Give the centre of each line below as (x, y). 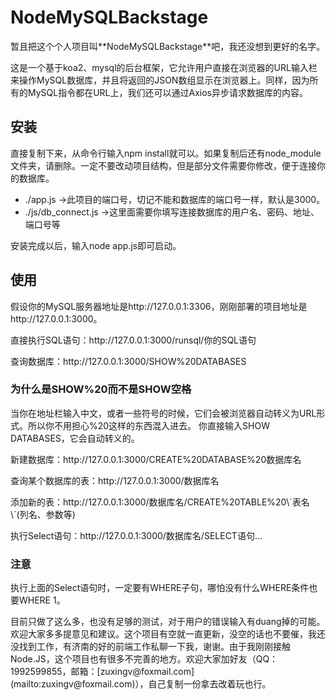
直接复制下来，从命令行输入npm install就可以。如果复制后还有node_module (166, 153)
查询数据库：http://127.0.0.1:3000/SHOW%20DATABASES (128, 361)
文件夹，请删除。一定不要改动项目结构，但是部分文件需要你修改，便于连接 (163, 165)
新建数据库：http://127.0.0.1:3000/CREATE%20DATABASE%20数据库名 (156, 459)
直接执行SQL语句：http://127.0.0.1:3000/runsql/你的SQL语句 (133, 340)
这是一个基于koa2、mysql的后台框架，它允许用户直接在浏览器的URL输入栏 (164, 67)
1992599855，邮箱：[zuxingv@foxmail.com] (102, 672)
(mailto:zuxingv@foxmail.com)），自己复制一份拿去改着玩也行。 (141, 684)
